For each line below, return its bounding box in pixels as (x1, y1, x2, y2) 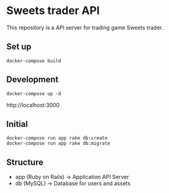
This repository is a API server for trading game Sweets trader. (6, 24, 164, 31)
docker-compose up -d (6, 90, 62, 96)
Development (6, 75, 59, 85)
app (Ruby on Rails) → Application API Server (15, 173, 129, 181)
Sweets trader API (6, 4, 100, 18)
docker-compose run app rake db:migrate (6, 140, 111, 147)
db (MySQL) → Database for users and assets (15, 180, 131, 187)
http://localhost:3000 (6, 101, 60, 109)
